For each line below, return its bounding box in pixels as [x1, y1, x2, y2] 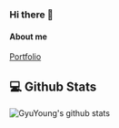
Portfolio [9, 51, 42, 62]
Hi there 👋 [9, 8, 55, 21]
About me [9, 31, 48, 42]
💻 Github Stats [9, 79, 97, 94]
